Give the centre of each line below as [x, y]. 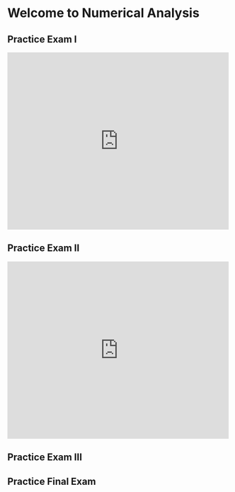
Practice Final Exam [52, 481]
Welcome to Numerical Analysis [103, 13]
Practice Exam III [45, 458]
